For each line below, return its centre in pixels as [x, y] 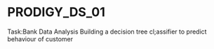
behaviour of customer [40, 38]
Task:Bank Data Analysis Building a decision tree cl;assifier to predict [107, 31]
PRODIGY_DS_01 [56, 12]
